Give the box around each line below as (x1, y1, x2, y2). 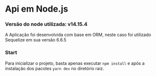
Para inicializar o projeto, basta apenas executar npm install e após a (5, 60, 145, 66)
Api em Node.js (5, 3, 69, 15)
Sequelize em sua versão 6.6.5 (5, 37, 67, 43)
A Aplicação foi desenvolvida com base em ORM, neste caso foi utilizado (5, 32, 152, 38)
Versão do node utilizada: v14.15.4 (5, 21, 87, 28)
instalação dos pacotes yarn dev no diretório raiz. (5, 65, 104, 71)
